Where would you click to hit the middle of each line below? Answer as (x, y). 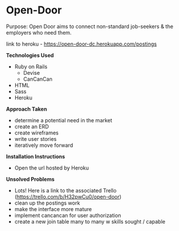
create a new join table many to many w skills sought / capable (90, 221)
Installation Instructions (36, 156)
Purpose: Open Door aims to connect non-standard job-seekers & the (90, 26)
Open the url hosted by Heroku (52, 168)
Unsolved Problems (30, 179)
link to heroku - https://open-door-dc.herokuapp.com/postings (82, 44)
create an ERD (32, 126)
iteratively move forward (44, 145)
